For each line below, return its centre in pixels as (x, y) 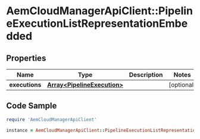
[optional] (182, 85)
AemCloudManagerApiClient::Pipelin (100, 11)
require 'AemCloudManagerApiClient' (51, 119)
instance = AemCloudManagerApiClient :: (56, 130)
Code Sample (32, 106)
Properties (26, 58)
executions (25, 85)
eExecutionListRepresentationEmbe (97, 23)
